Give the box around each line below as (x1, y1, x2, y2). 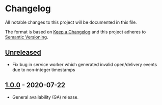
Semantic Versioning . (5, 34, 48, 40)
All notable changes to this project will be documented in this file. (5, 19, 137, 25)
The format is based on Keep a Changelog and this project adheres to (5, 29, 146, 35)
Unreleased (5, 48, 42, 57)
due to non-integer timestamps (12, 67, 75, 72)
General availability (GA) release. (12, 94, 79, 100)
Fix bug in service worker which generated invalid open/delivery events (12, 61, 157, 67)
